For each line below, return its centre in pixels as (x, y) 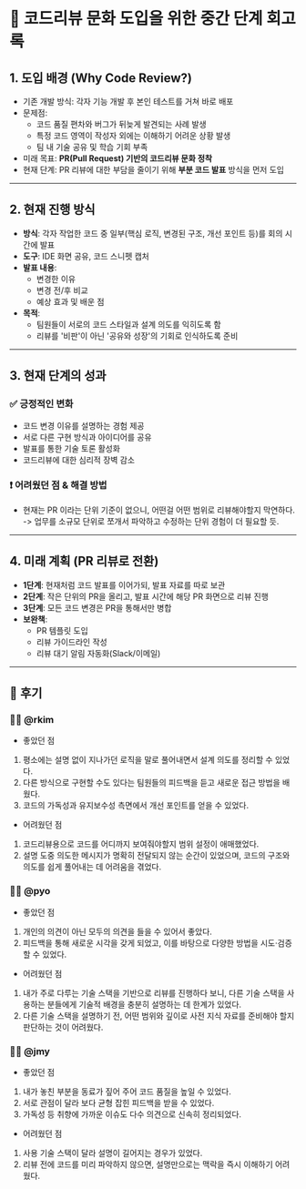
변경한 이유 (56, 279)
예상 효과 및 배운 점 (70, 301)
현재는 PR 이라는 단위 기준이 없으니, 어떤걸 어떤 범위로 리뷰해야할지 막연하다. (159, 510)
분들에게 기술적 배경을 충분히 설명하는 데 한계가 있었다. (144, 1004)
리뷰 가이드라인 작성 (71, 642)
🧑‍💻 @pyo (30, 891)
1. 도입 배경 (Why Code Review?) (101, 78)
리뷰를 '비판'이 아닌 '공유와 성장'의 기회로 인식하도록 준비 (137, 335)
